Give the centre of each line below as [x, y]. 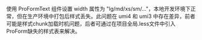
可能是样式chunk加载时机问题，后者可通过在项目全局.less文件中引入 [91, 24]
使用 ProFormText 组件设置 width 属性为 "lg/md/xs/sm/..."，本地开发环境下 [99, 9]
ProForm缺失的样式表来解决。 [43, 31]
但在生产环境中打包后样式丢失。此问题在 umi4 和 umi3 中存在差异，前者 [106, 16]
